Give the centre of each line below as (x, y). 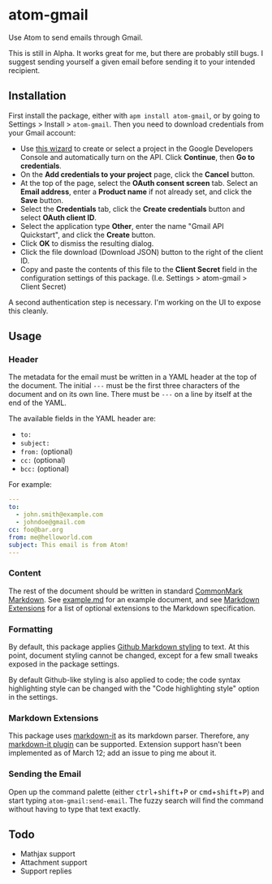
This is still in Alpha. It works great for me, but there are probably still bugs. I (136, 53)
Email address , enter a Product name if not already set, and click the (136, 192)
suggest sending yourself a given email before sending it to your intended (132, 62)
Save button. (41, 200)
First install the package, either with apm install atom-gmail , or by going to (134, 115)
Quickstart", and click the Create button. (88, 235)
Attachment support (54, 863)
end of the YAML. (38, 403)
